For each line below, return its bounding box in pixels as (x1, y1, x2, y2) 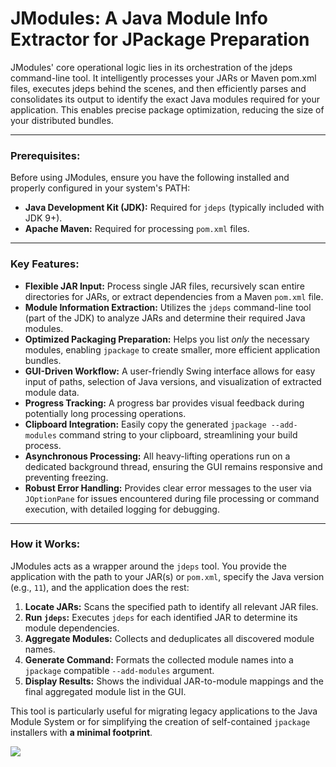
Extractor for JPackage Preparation (10, 28, 310, 51)
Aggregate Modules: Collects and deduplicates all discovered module (24, 632, 315, 644)
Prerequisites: (10, 148, 81, 162)
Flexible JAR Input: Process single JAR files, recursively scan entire (24, 280, 305, 292)
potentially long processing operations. (24, 407, 187, 419)
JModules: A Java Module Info (10, 7, 268, 30)
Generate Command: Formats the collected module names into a (24, 653, 294, 666)
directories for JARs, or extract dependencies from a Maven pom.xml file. (24, 290, 324, 302)
